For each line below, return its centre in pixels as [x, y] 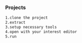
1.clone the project [27, 18]
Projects [15, 7]
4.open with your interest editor [41, 31]
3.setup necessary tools [31, 27]
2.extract [15, 22]
